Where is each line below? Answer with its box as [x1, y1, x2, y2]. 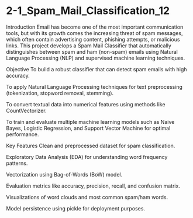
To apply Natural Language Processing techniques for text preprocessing [6, 83, 183, 90]
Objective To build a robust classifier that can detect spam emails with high [6, 65, 187, 72]
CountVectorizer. [6, 107, 47, 114]
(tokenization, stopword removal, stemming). [6, 89, 114, 96]
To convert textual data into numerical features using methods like [6, 101, 166, 108]
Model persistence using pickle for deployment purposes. [6, 205, 145, 212]
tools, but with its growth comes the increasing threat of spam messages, [6, 29, 183, 36]
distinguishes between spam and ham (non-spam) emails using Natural [6, 48, 178, 55]
